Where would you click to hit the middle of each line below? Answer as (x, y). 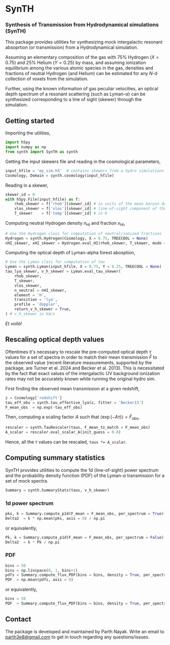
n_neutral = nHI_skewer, (40, 290)
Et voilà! (14, 323)
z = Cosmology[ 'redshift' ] (34, 398)
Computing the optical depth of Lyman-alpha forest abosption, (70, 253)
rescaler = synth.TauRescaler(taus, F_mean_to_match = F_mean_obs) (78, 428)
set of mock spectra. (27, 481)
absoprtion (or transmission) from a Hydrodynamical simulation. (72, 47)
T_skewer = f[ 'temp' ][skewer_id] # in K (61, 214)
